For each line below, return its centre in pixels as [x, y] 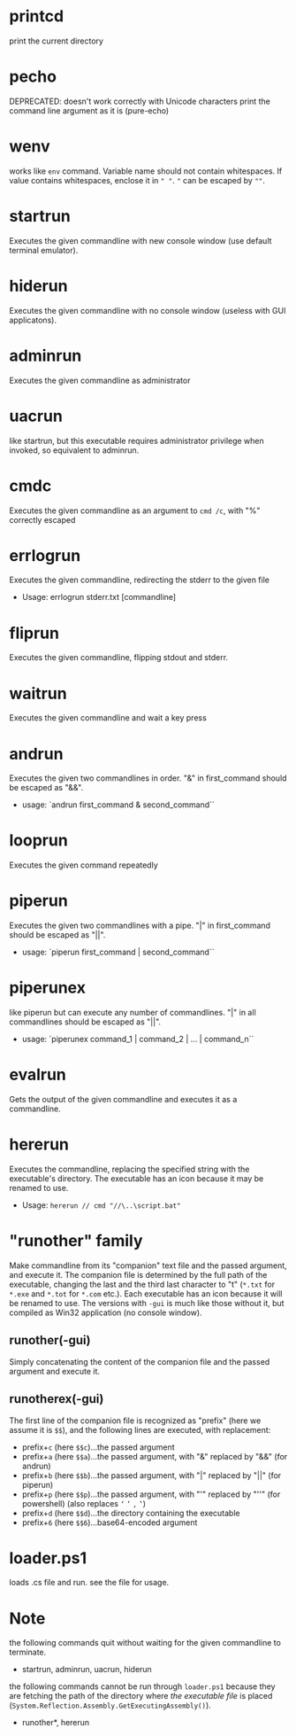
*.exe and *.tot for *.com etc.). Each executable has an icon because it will [146, 1293]
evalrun [38, 1075]
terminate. [28, 1652]
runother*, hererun [56, 1723]
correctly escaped [42, 519]
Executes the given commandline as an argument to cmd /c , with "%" [135, 510]
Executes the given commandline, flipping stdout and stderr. [118, 658]
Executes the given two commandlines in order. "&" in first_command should [148, 778]
